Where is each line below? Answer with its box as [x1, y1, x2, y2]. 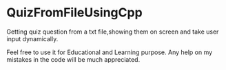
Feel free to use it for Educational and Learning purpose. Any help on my [6, 48, 213, 56]
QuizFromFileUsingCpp [6, 5, 143, 21]
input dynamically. [6, 34, 59, 43]
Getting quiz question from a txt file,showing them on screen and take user [6, 27, 219, 36]
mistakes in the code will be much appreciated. [6, 55, 141, 63]
